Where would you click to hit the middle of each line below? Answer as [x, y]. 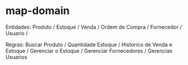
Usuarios [16, 57]
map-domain [38, 11]
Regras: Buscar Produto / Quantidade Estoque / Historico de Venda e [89, 45]
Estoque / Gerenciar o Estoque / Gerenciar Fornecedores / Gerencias [89, 50]
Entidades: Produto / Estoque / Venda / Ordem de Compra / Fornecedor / [94, 27]
